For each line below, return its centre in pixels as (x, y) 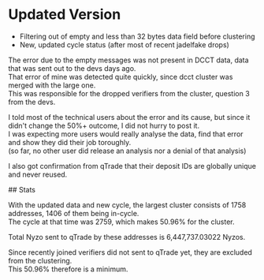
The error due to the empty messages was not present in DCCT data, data (129, 60)
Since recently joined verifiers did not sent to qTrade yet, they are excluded (130, 252)
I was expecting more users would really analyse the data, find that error (126, 134)
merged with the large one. (52, 85)
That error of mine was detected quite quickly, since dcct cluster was (121, 77)
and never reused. (38, 174)
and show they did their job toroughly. (70, 142)
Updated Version (65, 15)
